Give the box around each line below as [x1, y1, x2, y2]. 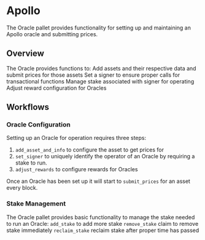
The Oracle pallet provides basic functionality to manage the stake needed [6, 213, 195, 221]
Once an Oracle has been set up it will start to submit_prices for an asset [6, 177, 190, 185]
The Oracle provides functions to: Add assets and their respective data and [6, 64, 196, 72]
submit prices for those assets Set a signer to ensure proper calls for [6, 71, 180, 79]
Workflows [6, 102, 49, 112]
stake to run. [15, 159, 47, 166]
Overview [6, 48, 45, 59]
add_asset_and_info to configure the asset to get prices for [15, 146, 164, 153]
